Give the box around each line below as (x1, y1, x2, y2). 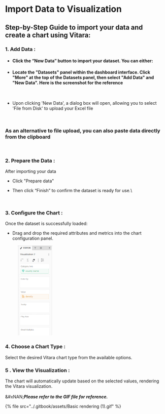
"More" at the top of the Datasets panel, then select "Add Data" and (12, 74, 154, 80)
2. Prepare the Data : (5, 157, 55, 164)
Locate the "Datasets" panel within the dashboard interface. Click (12, 69, 150, 75)
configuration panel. (12, 236, 54, 242)
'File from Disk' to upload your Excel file (12, 105, 94, 112)
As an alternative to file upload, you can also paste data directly (5, 127, 161, 134)
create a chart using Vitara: (5, 31, 91, 39)
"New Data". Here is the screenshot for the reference (12, 80, 123, 85)
